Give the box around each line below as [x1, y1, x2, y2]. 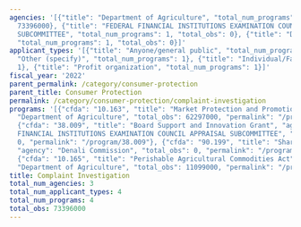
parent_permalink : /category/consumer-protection [9, 80, 199, 88]
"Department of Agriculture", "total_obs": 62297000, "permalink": [17, 113, 275, 122]
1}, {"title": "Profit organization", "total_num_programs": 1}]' [17, 63, 271, 72]
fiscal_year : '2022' [9, 71, 87, 80]
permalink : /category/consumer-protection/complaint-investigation [9, 96, 267, 105]
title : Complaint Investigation [9, 171, 130, 180]
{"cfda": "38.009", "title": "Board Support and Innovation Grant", [17, 122, 279, 130]
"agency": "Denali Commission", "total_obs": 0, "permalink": [17, 146, 254, 155]
